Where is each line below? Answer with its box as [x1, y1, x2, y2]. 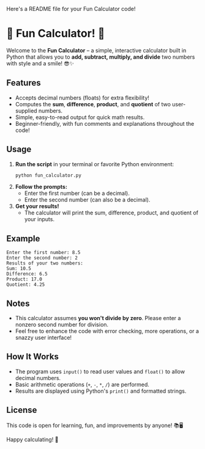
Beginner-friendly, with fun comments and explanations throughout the [15, 120, 195, 127]
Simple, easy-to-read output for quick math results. [15, 113, 145, 121]
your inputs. [24, 216, 55, 223]
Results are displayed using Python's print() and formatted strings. [15, 387, 187, 395]
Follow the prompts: [15, 183, 67, 191]
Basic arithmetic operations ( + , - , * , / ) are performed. [15, 381, 150, 388]
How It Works [6, 351, 59, 362]
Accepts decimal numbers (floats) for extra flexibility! [15, 94, 150, 101]
